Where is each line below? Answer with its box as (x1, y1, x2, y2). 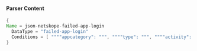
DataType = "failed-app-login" (11, 28, 89, 35)
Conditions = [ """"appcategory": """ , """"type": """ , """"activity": (11, 34, 192, 40)
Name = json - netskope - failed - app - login (6, 23, 105, 29)
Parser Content (6, 5, 44, 12)
